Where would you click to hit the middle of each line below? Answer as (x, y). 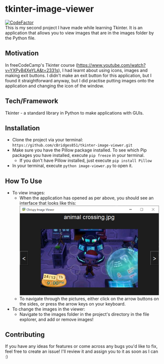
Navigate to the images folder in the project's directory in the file (84, 314)
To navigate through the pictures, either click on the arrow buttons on (89, 299)
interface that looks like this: (48, 203)
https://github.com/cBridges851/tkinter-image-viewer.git (72, 145)
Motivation (22, 53)
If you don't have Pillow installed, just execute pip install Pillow (86, 161)
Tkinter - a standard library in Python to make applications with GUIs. (74, 113)
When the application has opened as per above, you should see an (86, 198)
